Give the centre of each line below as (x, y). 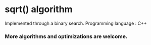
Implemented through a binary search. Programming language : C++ (76, 23)
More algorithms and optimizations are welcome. (66, 36)
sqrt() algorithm (39, 9)
